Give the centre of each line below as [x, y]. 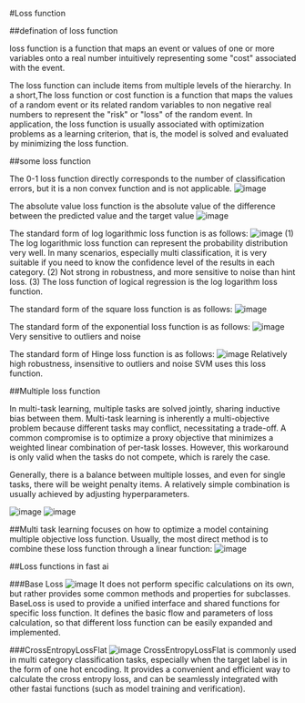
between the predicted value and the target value [102, 216]
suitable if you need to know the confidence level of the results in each [142, 262]
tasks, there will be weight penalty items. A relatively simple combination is [150, 484]
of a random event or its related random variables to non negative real [140, 105]
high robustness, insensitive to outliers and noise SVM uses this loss [138, 364]
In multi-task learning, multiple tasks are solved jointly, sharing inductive [145, 408]
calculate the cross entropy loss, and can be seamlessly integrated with [144, 679]
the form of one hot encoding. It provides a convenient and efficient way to [150, 669]
